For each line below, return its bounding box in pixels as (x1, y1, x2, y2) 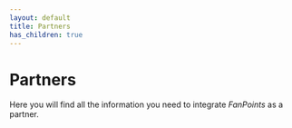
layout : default (9, 13, 71, 23)
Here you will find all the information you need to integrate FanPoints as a (9, 99, 284, 110)
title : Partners (9, 22, 71, 31)
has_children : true (9, 30, 83, 39)
